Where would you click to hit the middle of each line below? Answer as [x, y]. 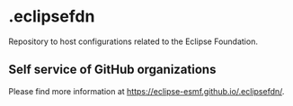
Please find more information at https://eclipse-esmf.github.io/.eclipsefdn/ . [146, 91]
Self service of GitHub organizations [112, 70]
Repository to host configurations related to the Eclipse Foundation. [133, 41]
